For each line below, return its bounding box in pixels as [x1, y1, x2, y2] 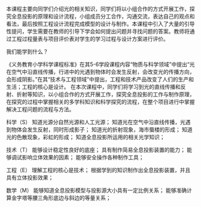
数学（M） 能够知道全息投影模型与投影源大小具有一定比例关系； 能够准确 [6, 187, 187, 194]
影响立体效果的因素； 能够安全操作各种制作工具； [22, 154, 144, 161]
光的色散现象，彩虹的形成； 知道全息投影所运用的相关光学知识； [6, 134, 165, 140]
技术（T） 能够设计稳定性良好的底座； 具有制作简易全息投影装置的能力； [6, 146, 185, 153]
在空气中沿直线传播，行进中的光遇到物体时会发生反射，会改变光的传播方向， [6, 68, 195, 75]
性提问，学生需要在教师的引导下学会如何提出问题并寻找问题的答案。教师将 [6, 28, 190, 35]
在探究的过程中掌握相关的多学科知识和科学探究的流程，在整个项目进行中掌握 [6, 98, 195, 105]
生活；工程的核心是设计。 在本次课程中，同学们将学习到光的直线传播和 [6, 83, 181, 90]
